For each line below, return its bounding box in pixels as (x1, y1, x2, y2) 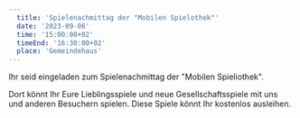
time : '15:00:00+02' (16, 30, 94, 39)
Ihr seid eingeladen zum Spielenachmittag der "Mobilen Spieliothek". (8, 71, 264, 82)
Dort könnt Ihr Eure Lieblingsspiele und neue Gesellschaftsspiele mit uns (8, 89, 278, 100)
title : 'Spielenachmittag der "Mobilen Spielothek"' (16, 13, 220, 23)
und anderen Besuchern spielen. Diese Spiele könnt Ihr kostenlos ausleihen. (8, 98, 291, 109)
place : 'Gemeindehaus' (16, 47, 102, 56)
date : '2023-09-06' (16, 22, 90, 31)
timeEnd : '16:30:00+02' (16, 38, 106, 48)
